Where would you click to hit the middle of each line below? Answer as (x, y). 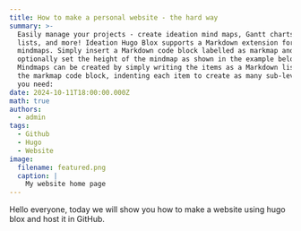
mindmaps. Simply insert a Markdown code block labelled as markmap (148, 51)
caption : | (38, 175)
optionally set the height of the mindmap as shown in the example (146, 59)
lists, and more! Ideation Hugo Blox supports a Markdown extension (148, 43)
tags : (19, 126)
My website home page (65, 184)
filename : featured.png (61, 167)
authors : (26, 109)
